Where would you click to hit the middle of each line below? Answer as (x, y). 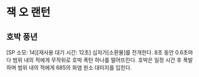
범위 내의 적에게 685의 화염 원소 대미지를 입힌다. (74, 68)
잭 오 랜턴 (28, 12)
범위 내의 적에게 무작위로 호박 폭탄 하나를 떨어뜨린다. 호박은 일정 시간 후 (97, 60)
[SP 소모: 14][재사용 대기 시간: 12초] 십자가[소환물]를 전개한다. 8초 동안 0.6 (95, 52)
